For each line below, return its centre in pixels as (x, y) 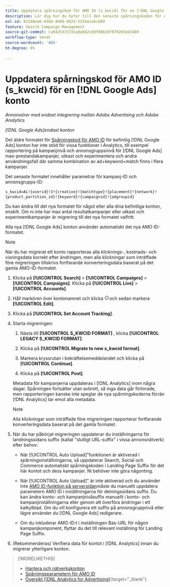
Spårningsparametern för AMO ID (60, 574)
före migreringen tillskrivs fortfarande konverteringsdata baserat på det (79, 262)
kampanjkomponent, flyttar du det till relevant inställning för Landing (91, 528)
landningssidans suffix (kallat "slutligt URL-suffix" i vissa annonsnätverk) (88, 439)
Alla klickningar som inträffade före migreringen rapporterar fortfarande (87, 419)
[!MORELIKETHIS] (36, 558)
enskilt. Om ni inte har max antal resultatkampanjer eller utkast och (75, 211)
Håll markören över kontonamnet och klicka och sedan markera (81, 298)
